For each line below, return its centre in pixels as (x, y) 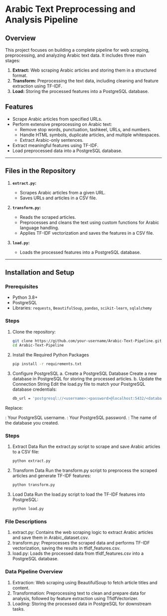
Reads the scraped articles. (48, 217)
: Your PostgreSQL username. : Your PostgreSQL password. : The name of (81, 418)
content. (21, 588)
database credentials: (35, 389)
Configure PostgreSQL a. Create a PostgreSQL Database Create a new (84, 373)
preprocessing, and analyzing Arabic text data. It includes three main (76, 55)
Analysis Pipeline (42, 20)
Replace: (14, 408)
